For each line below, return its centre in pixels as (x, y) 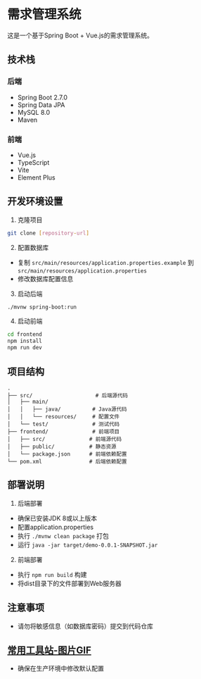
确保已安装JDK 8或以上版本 (57, 518)
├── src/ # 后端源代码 (68, 395)
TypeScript (33, 162)
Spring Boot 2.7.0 (43, 97)
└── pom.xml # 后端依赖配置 (67, 461)
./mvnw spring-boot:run (42, 307)
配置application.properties (56, 527)
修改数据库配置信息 (45, 278)
